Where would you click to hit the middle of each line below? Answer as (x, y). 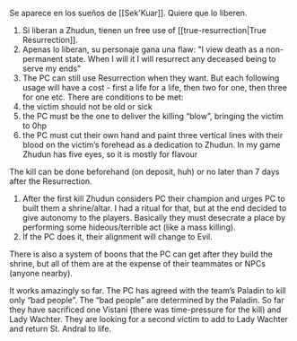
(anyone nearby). (41, 273)
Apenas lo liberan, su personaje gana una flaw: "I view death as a (143, 49)
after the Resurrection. (51, 181)
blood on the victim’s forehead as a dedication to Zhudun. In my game (151, 144)
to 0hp (35, 126)
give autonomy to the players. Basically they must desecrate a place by (154, 218)
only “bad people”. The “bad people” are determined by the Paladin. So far (147, 300)
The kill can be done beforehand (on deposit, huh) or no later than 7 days (144, 171)
